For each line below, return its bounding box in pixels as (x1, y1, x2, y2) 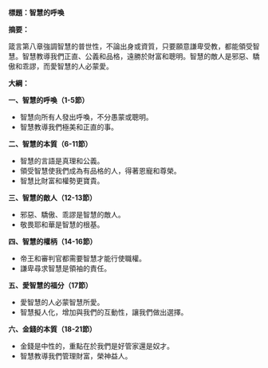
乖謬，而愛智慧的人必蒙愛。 (22, 61, 113, 71)
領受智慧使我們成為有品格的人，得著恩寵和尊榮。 (19, 166, 181, 175)
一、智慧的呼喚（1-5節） (8, 96, 89, 104)
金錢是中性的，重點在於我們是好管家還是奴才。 (19, 342, 174, 350)
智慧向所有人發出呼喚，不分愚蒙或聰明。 (19, 112, 153, 122)
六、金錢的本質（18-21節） (8, 324, 97, 334)
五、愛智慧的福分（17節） (8, 280, 93, 290)
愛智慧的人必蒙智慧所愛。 (19, 298, 104, 307)
